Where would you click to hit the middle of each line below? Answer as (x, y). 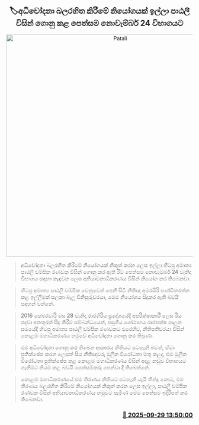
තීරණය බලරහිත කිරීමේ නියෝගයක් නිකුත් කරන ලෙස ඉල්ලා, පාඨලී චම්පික (104, 386)
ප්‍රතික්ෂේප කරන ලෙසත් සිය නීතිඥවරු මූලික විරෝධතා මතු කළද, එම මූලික (104, 354)
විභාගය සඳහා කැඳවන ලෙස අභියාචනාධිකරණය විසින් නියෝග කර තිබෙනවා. (106, 278)
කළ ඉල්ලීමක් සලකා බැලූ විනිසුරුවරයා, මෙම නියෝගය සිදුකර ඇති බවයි (99, 297)
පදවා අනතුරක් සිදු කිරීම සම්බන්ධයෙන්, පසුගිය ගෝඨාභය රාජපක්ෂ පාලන (101, 322)
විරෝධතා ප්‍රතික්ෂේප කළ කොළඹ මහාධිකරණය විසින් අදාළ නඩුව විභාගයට (103, 360)
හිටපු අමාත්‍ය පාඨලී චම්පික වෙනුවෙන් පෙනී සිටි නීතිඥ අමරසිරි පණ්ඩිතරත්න (105, 290)
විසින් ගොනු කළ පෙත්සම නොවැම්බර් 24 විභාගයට (99, 23)
